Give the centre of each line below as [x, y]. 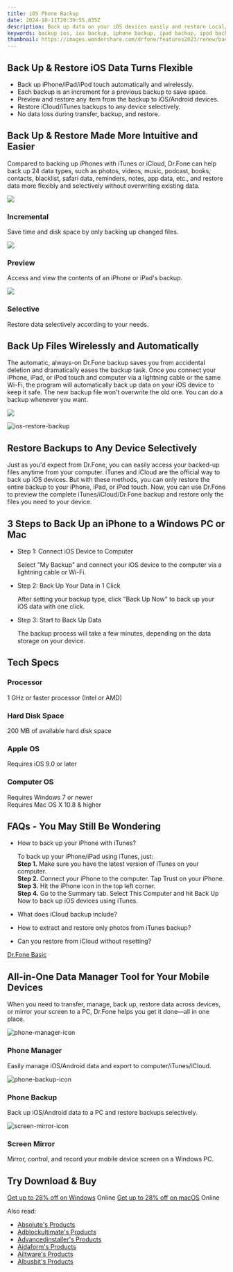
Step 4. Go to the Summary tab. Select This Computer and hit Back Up [118, 894]
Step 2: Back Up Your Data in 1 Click [69, 586]
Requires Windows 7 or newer [50, 797]
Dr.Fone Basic [27, 955]
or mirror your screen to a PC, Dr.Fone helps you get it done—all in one [109, 1012]
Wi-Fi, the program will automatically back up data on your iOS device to [111, 385]
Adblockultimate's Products [57, 1232]
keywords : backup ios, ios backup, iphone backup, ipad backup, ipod [110, 33]
